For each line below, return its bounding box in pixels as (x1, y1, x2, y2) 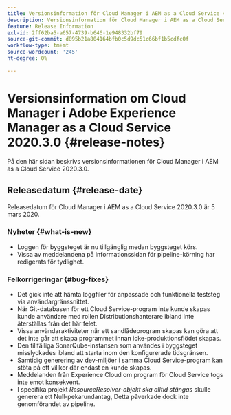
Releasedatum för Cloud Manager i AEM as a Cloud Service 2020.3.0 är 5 (7, 202, 215, 211)
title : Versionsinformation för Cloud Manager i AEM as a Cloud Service (7, 10, 220, 17)
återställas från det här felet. (16, 319, 98, 328)
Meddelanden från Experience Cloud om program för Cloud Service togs (16, 371, 223, 379)
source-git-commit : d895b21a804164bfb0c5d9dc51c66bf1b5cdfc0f (7, 36, 189, 43)
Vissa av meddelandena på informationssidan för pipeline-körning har (16, 250, 215, 258)
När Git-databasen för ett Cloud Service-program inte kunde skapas (16, 305, 211, 313)
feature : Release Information (7, 23, 94, 30)
